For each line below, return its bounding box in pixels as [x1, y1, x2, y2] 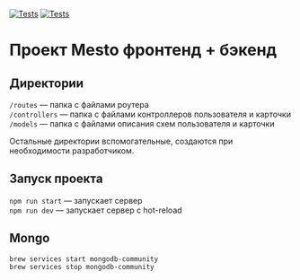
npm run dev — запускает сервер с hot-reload [9, 205, 182, 215]
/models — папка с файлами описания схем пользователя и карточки [9, 118, 275, 129]
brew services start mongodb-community [9, 254, 159, 264]
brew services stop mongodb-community [9, 262, 154, 271]
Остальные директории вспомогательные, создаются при [9, 136, 234, 146]
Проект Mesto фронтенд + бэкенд [9, 40, 278, 60]
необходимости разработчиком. [9, 145, 135, 156]
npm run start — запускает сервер [9, 195, 143, 206]
